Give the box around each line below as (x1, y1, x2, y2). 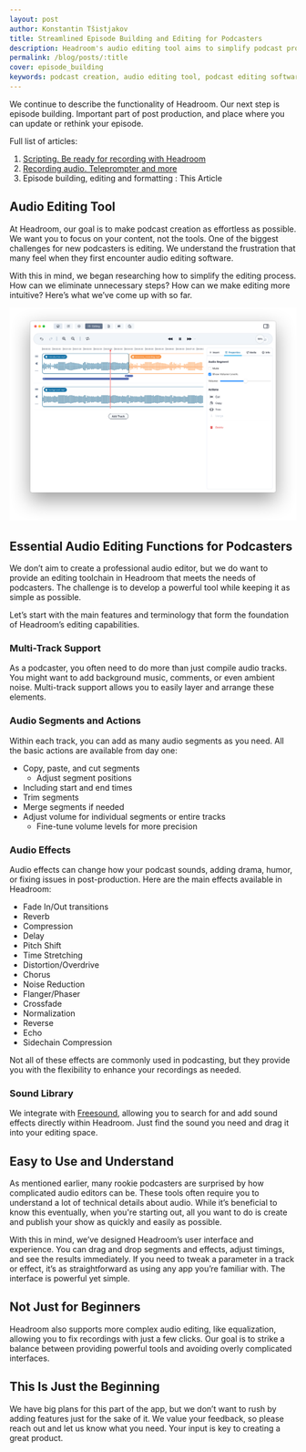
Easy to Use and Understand (9, 1154, 175, 1169)
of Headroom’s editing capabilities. (9, 619, 140, 630)
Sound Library (9, 1086, 74, 1099)
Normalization (22, 1008, 76, 1019)
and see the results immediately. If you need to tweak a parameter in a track (9, 1254, 294, 1265)
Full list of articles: (9, 135, 78, 146)
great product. (9, 1432, 64, 1443)
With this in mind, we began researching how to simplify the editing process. (9, 270, 297, 281)
